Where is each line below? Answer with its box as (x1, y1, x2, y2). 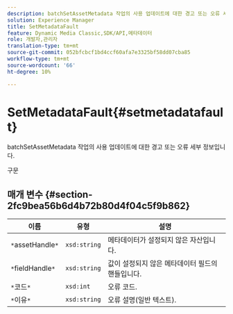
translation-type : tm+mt (7, 42, 79, 49)
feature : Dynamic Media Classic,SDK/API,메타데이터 (7, 29, 153, 37)
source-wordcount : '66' (7, 62, 76, 69)
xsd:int (65, 283, 91, 290)
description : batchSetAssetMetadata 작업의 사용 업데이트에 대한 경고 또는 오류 (7, 10, 221, 17)
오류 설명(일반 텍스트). (107, 295, 177, 305)
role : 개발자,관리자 (7, 36, 58, 43)
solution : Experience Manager (7, 17, 95, 24)
